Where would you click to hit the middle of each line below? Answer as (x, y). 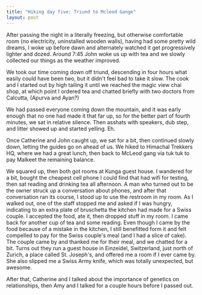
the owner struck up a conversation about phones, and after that (87, 190)
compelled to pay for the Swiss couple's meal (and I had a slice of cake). (96, 235)
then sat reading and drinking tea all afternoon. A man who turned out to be (100, 184)
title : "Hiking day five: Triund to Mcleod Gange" (71, 12)
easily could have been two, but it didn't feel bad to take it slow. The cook (98, 78)
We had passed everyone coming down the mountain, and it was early (94, 109)
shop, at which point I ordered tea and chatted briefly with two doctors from (100, 91)
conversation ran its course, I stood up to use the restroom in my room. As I (100, 197)
